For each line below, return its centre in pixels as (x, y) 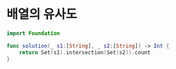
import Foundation (33, 33)
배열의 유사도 (42, 14)
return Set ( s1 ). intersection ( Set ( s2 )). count (85, 52)
